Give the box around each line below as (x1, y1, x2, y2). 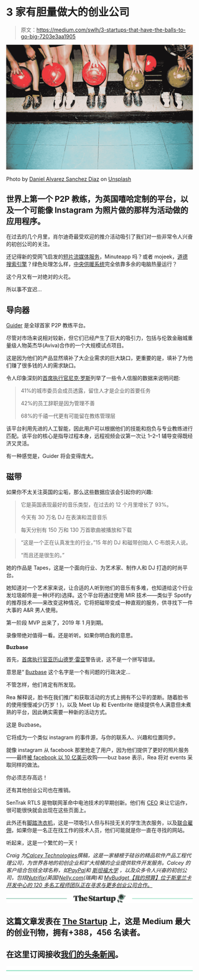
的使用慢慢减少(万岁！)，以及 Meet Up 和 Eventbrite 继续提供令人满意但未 (6, 701, 187, 709)
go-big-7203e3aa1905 (20, 33, 76, 40)
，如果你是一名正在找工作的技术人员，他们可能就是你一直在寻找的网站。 (11, 827, 188, 834)
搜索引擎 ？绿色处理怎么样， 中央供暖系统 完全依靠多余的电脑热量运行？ (6, 261, 178, 268)
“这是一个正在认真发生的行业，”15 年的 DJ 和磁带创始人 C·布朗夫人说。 (20, 539, 191, 546)
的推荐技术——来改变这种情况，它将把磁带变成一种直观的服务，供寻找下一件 (6, 599, 193, 606)
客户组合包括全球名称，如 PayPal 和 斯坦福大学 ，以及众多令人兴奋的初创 (6, 867, 182, 874)
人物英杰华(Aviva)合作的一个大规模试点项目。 (16, 342, 127, 349)
